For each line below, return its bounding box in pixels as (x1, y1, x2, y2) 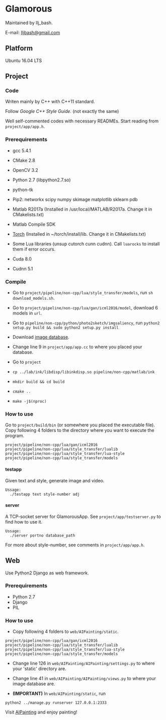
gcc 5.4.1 (12, 147, 31, 154)
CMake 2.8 (12, 157, 35, 163)
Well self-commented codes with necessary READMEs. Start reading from (5, 118, 159, 124)
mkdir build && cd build (12, 379, 65, 384)
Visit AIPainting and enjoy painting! (5, 709, 77, 715)
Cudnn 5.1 (12, 266, 33, 272)
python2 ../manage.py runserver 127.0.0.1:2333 (5, 700, 107, 705)
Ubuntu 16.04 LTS (5, 57, 42, 63)
